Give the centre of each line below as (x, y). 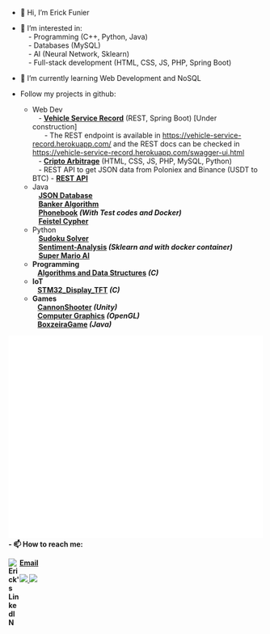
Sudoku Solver (63, 238)
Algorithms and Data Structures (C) (98, 273)
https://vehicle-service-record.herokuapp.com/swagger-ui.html (138, 152)
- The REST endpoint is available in (102, 135)
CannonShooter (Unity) (78, 307)
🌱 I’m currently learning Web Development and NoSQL (111, 78)
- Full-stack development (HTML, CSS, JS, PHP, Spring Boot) (130, 62)
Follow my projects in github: (68, 94)
